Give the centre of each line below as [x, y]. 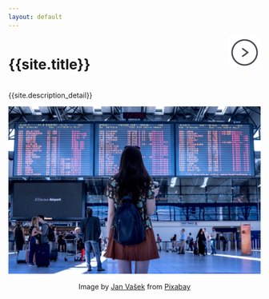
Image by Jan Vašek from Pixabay [134, 287]
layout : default [35, 17]
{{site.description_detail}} [50, 95]
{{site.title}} [49, 64]
